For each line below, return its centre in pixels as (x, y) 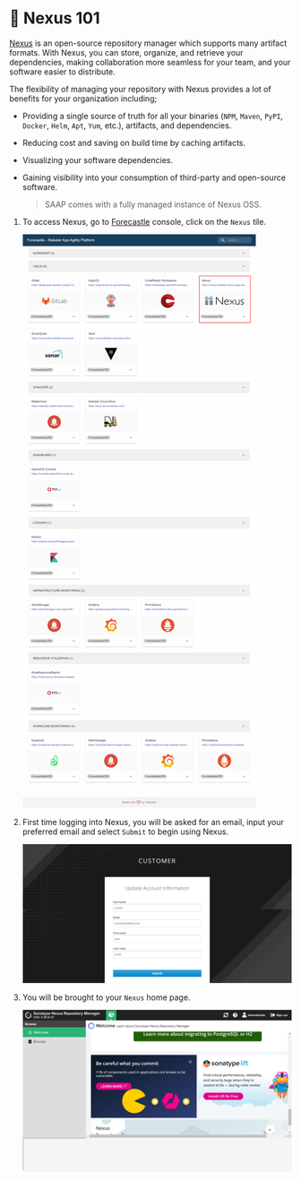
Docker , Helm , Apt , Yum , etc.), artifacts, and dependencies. (127, 125)
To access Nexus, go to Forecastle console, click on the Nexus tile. (144, 221)
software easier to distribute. (63, 72)
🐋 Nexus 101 (55, 18)
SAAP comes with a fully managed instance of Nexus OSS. (153, 204)
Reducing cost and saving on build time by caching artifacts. (134, 142)
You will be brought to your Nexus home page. (106, 997)
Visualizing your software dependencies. (97, 159)
